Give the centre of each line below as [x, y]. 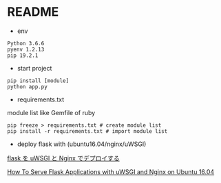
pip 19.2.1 [23, 56]
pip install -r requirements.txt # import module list [87, 131]
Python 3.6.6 [26, 43]
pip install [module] [38, 81]
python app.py [28, 86]
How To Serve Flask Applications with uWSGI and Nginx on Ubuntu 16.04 [111, 171]
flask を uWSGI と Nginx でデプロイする [63, 158]
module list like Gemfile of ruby [51, 112]
